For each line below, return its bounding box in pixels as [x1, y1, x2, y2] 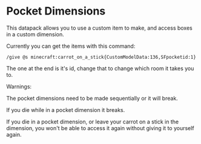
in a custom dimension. [6, 30, 65, 38]
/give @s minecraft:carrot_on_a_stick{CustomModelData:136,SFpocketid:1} [6, 54, 197, 60]
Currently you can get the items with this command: [6, 42, 136, 50]
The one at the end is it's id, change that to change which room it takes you [6, 65, 194, 72]
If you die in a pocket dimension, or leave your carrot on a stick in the [6, 118, 179, 125]
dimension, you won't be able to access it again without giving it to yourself [6, 124, 195, 131]
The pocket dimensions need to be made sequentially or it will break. [6, 94, 179, 102]
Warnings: [6, 83, 32, 90]
